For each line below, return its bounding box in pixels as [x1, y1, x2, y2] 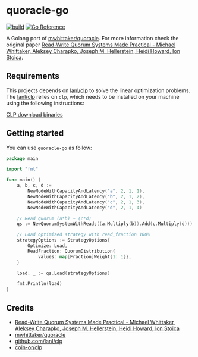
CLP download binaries [6, 111, 64, 118]
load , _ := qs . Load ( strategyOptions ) [17, 270, 111, 276]
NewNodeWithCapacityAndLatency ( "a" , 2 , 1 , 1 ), [27, 188, 145, 194]
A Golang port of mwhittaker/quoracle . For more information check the [6, 35, 179, 42]
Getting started [6, 129, 64, 139]
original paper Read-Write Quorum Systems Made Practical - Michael [6, 41, 176, 48]
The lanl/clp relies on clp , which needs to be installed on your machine [6, 93, 180, 100]
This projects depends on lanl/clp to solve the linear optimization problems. [6, 87, 191, 94]
